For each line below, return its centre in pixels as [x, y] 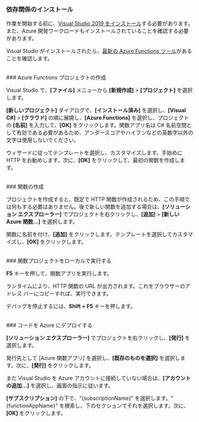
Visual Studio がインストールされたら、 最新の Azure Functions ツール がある [99, 51]
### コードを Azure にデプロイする [49, 325]
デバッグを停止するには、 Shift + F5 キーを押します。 [71, 306]
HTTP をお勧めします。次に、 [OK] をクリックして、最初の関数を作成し [93, 160]
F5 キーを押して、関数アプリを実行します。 [59, 274]
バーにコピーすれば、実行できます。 [67, 294]
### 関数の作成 [25, 187]
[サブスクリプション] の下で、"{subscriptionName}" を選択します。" [90, 398]
